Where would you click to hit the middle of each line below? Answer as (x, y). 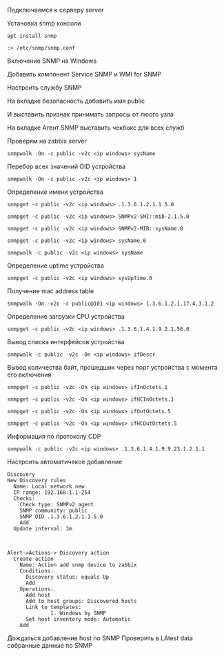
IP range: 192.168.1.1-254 (52, 493)
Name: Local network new (49, 486)
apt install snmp (32, 36)
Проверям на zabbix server (47, 141)
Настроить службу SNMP (45, 88)
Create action (33, 559)
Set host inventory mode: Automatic (78, 619)
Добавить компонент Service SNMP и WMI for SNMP (84, 74)
